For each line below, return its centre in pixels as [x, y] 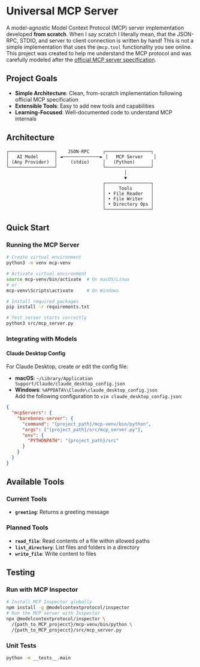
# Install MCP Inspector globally [49, 602]
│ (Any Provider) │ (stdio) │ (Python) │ [80, 162]
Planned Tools [28, 527]
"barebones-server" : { [45, 418]
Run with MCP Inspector [42, 589]
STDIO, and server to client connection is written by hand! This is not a [107, 40]
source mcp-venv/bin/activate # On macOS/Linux [68, 279]
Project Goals [32, 78]
